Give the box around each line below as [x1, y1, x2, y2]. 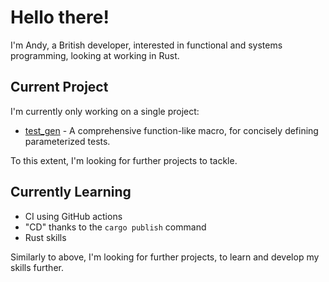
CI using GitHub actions [24, 210, 123, 222]
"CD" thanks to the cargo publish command [24, 221, 207, 233]
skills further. [10, 261, 64, 273]
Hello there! [10, 6, 110, 29]
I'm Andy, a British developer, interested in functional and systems [10, 39, 283, 51]
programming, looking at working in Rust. [10, 49, 180, 61]
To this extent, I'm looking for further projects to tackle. [10, 154, 238, 166]
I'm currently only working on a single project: [10, 105, 200, 117]
